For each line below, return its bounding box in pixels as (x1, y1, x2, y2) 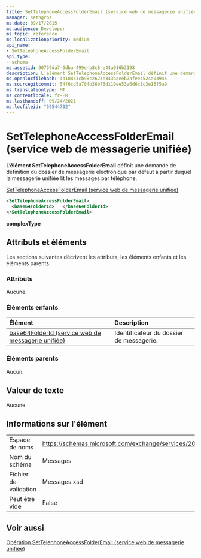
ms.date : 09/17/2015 (6, 20, 58, 26)
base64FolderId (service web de (9, 329, 101, 337)
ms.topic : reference (6, 31, 58, 37)
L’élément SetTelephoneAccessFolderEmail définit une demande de (6, 162, 176, 169)
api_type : (6, 53, 31, 59)
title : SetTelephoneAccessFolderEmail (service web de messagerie (6, 8, 175, 15)
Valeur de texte (6, 385, 65, 396)
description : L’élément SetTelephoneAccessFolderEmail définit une (6, 70, 178, 76)
